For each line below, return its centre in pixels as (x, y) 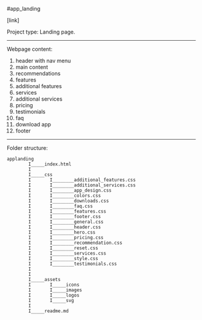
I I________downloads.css (69, 201)
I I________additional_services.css (82, 185)
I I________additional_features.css (82, 180)
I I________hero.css (62, 233)
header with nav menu (43, 61)
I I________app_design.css (70, 191)
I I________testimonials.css (73, 264)
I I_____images (55, 290)
